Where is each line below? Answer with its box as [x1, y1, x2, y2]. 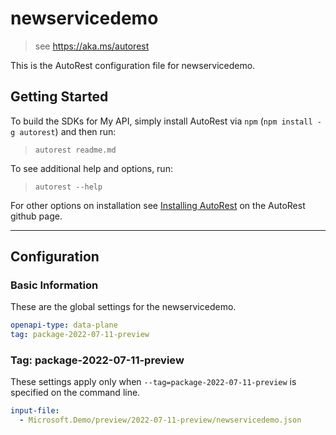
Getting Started [10, 88, 109, 106]
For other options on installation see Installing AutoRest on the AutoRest [10, 199, 306, 211]
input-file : [10, 406, 60, 416]
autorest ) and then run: [19, 125, 117, 137]
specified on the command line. [10, 387, 141, 399]
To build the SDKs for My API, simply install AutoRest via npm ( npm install [10, 115, 313, 127]
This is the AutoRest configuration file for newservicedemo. [10, 59, 256, 71]
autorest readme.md [34, 145, 117, 155]
